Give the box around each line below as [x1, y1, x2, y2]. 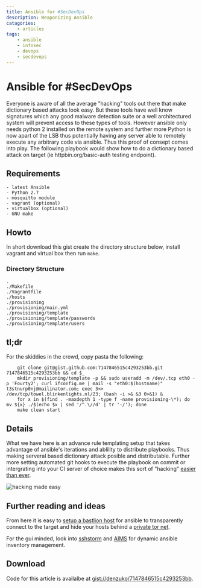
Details [6, 423, 33, 433]
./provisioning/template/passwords [6, 315, 96, 322]
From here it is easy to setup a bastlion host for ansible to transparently [6, 517, 183, 524]
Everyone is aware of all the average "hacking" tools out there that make [6, 100, 186, 107]
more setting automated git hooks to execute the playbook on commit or [6, 459, 186, 466]
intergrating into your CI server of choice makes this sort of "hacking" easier [6, 465, 196, 473]
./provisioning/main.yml [6, 305, 69, 311]
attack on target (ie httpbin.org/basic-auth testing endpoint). [6, 151, 156, 158]
